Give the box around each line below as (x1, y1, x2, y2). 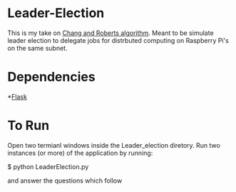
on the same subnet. (7, 44, 68, 52)
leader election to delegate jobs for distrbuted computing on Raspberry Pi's (7, 36, 230, 44)
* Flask (7, 92, 27, 101)
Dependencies (7, 69, 96, 85)
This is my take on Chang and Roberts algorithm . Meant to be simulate (7, 29, 214, 37)
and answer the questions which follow (7, 176, 123, 185)
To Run (7, 118, 50, 133)
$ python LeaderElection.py (7, 162, 89, 171)
